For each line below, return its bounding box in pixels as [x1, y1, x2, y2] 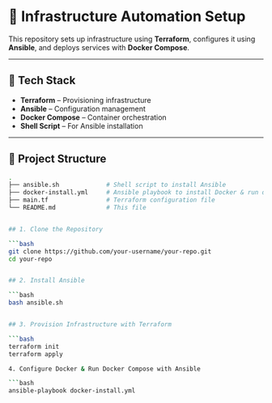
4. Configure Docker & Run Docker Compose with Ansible [8, 364, 201, 373]
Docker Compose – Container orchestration [19, 112, 168, 122]
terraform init [8, 342, 60, 350]
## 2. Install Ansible [8, 277, 85, 285]
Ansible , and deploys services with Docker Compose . [8, 42, 190, 52]
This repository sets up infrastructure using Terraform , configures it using [8, 34, 256, 44]
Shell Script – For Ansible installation [19, 121, 143, 130]
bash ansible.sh [8, 299, 63, 307]
